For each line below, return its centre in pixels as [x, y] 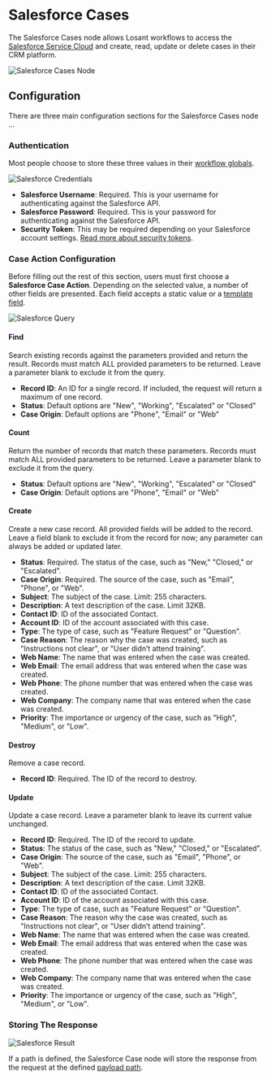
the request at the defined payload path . [76, 1067]
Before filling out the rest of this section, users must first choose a [119, 277]
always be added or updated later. [66, 546]
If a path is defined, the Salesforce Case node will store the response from [133, 1058]
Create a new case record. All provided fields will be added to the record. [131, 529]
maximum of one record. [61, 397]
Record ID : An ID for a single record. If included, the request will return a [141, 388]
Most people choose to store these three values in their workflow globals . [131, 163]
